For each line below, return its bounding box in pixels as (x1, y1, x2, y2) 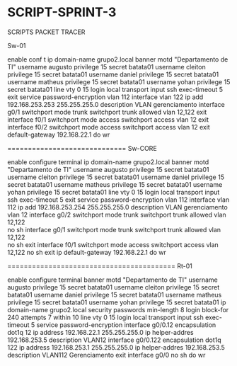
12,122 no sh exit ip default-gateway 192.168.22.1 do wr (7, 248, 166, 256)
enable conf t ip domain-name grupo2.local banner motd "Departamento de (7, 55, 229, 64)
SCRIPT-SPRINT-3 (7, 4, 117, 21)
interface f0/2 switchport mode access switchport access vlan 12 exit (7, 122, 210, 131)
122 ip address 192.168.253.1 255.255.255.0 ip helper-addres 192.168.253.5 (7, 343, 225, 351)
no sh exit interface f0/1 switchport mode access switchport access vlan (7, 240, 219, 248)
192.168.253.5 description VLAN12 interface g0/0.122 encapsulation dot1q (7, 336, 221, 344)
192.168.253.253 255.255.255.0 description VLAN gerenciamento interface (7, 100, 225, 108)
